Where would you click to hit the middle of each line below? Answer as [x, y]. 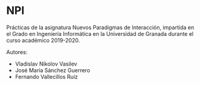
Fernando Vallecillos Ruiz [46, 76]
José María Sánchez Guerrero [52, 70]
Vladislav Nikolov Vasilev [46, 64]
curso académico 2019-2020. [43, 40]
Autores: [17, 52]
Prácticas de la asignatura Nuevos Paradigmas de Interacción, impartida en [100, 27]
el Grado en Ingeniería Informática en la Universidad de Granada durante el [100, 33]
